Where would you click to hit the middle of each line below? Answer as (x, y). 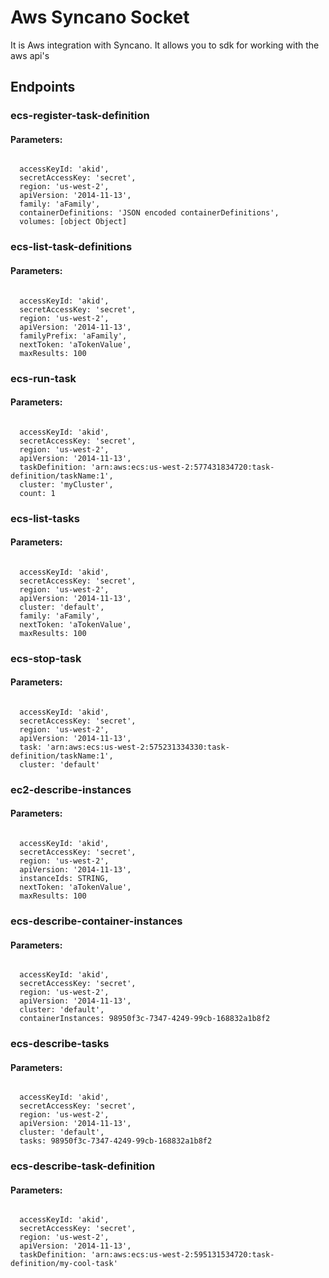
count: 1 (37, 493)
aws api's (30, 55)
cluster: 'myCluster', (66, 484)
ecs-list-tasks (45, 518)
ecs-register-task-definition (80, 116)
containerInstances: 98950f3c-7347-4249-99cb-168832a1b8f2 (145, 1019)
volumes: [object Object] (73, 222)
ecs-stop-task (46, 658)
